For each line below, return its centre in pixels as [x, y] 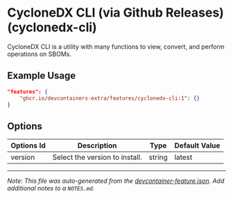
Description [97, 145]
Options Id [28, 145]
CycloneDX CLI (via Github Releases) [115, 13]
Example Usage [42, 76]
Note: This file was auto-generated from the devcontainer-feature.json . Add [116, 181]
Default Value [197, 145]
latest [183, 157]
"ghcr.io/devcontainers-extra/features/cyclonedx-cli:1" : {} [110, 98]
